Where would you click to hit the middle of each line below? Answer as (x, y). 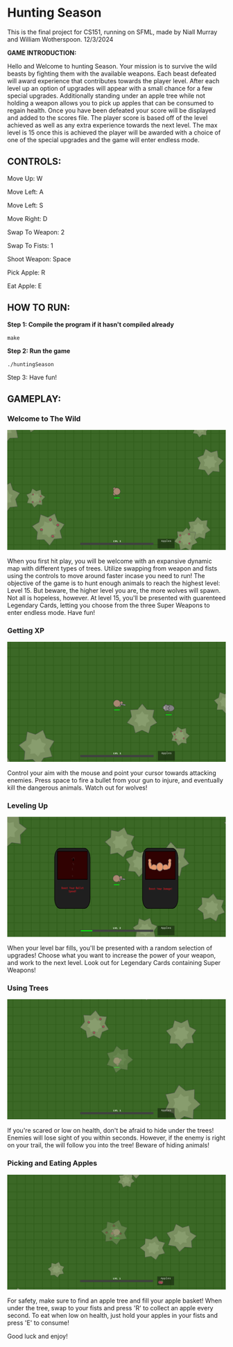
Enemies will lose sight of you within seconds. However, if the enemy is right (116, 1138)
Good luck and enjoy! (37, 1337)
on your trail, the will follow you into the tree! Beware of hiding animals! (108, 1145)
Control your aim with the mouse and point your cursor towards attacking (112, 773)
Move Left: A (25, 191)
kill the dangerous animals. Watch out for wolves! (77, 788)
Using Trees (28, 988)
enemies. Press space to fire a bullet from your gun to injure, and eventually (115, 781)
